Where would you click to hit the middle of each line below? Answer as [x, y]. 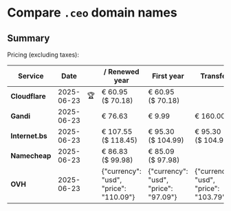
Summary [29, 38]
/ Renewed [121, 72]
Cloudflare [28, 96]
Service [31, 76]
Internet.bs [29, 136]
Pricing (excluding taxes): [43, 54]
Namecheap [31, 155]
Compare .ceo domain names [92, 13]
